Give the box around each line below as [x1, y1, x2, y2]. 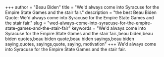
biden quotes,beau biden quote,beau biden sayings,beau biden [5, 36, 135, 42]
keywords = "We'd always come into [71, 25, 146, 31]
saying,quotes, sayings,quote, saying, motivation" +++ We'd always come [5, 41, 156, 47]
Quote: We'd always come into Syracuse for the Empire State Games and [5, 15, 154, 20]
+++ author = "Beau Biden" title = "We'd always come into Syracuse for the [5, 4, 160, 10]
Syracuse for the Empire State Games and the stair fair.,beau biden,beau [5, 31, 153, 36]
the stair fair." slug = [5, 20, 47, 26]
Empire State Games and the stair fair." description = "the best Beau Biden [5, 9, 157, 15]
